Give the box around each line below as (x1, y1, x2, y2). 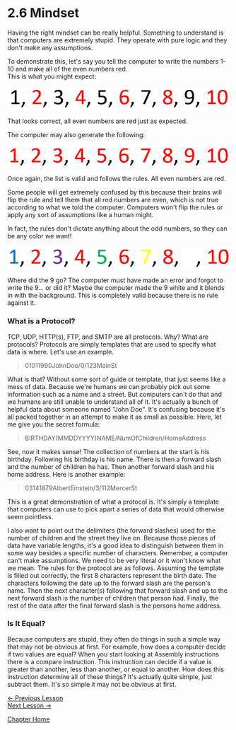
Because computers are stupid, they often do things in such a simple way (7, 635, 221, 643)
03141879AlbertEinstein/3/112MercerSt (24, 483, 138, 492)
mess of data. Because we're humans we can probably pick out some (7, 382, 211, 390)
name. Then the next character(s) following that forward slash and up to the (7, 586, 228, 595)
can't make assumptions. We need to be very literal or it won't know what (7, 556, 221, 564)
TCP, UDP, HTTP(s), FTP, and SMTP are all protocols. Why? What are (7, 332, 208, 341)
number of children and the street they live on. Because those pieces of (7, 533, 216, 542)
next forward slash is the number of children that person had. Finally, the (7, 593, 219, 602)
